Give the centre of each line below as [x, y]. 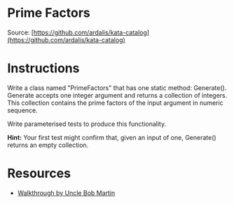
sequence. [23, 110]
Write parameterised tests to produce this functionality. [87, 124]
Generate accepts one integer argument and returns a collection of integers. [117, 95]
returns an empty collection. [48, 145]
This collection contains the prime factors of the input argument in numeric [115, 103]
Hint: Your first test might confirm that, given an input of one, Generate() [112, 137]
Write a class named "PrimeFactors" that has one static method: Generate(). [117, 88]
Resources [39, 173]
